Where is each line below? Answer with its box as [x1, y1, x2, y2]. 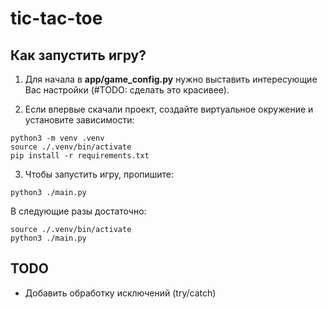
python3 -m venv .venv [10, 133, 105, 143]
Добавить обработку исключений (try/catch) [24, 287, 217, 299]
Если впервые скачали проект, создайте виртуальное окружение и [24, 103, 314, 115]
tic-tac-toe [10, 7, 103, 30]
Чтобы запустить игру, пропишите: [24, 168, 175, 180]
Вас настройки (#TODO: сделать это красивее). [24, 84, 230, 96]
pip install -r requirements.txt [10, 151, 150, 161]
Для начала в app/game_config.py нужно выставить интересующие [24, 73, 318, 85]
